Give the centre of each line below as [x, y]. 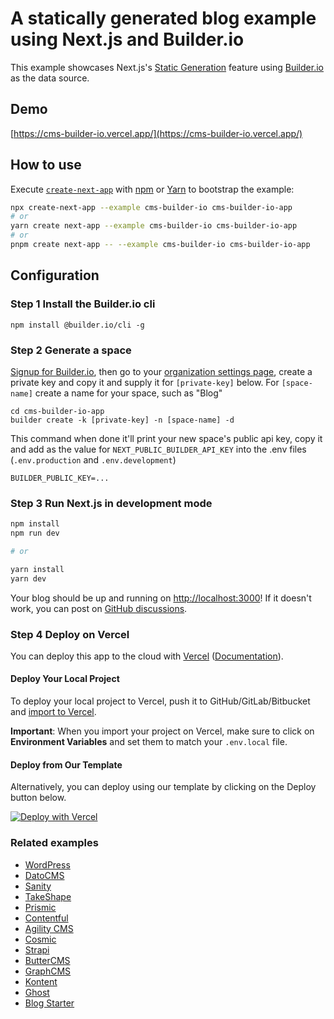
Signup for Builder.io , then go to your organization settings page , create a [161, 371]
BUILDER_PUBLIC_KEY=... [60, 478]
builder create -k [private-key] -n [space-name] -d [122, 420]
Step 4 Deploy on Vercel [70, 634]
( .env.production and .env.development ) [93, 459]
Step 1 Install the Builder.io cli [83, 304]
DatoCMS [44, 875]
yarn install [37, 569]
